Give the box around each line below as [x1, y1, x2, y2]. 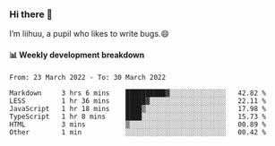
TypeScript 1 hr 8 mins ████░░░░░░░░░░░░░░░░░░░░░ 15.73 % [9, 112, 267, 121]
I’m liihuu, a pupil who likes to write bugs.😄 [9, 29, 169, 39]
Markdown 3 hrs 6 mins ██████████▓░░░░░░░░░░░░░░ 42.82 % [9, 89, 267, 98]
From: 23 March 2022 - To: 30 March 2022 [9, 73, 167, 82]
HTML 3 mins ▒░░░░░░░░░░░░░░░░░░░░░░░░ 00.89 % [9, 120, 267, 129]
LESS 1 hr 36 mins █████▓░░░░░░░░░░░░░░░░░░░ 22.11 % [9, 96, 267, 106]
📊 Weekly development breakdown [9, 49, 145, 60]
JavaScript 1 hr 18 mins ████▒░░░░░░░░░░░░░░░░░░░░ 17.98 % [9, 104, 267, 113]
